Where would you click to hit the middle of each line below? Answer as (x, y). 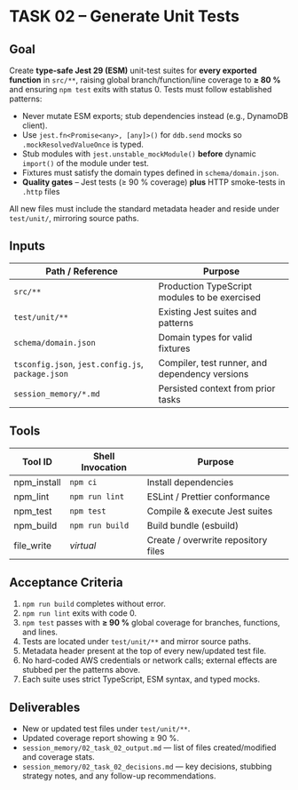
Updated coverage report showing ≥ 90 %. (101, 738)
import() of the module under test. (85, 163)
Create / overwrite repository (207, 539)
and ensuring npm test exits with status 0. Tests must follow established (141, 89)
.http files (41, 192)
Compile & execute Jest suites (210, 511)
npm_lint (31, 497)
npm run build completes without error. (94, 604)
